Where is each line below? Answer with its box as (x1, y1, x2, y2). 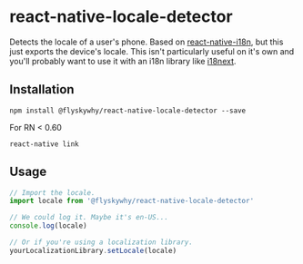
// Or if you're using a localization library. (9, 238, 194, 247)
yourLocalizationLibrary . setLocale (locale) (9, 246, 177, 255)
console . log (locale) (9, 221, 88, 230)
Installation (9, 82, 75, 97)
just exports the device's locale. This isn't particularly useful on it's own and (9, 45, 295, 56)
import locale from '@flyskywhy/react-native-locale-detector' (9, 197, 255, 206)
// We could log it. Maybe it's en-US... (9, 213, 169, 222)
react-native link (9, 139, 79, 149)
